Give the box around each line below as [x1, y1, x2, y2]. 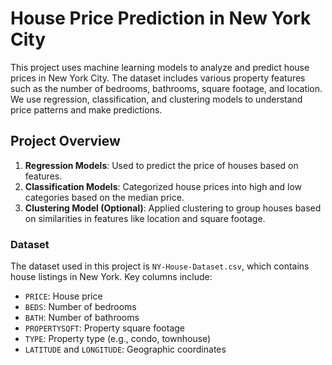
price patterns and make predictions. [10, 103, 163, 116]
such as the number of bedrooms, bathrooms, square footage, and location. [10, 82, 323, 94]
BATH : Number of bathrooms [24, 312, 140, 324]
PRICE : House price [24, 290, 103, 302]
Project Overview [10, 133, 121, 150]
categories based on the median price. [24, 191, 185, 203]
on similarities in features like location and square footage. [24, 212, 266, 224]
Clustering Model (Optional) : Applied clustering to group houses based [24, 202, 322, 214]
